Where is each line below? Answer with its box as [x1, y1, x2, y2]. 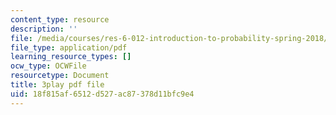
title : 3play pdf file [10, 80, 105, 90]
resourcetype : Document [10, 71, 110, 81]
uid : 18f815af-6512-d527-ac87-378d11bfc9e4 [10, 89, 195, 99]
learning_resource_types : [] [10, 52, 132, 62]
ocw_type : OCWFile [10, 61, 87, 71]
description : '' [10, 24, 78, 34]
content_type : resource [10, 14, 110, 25]
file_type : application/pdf [10, 42, 128, 53]
